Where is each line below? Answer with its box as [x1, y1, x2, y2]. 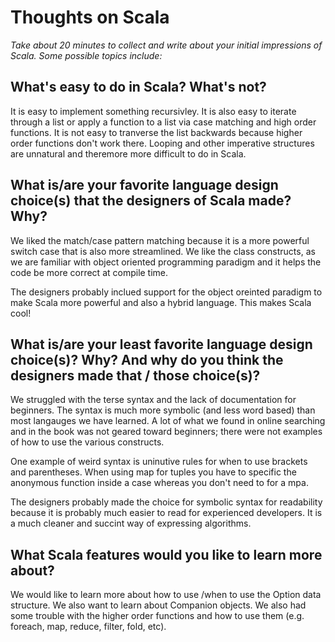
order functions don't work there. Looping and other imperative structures [10, 137, 315, 149]
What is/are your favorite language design [10, 177, 279, 194]
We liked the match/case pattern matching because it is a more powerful [10, 234, 310, 246]
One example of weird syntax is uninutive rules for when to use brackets [10, 456, 308, 468]
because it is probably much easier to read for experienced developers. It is [10, 507, 323, 519]
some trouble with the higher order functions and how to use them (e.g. [10, 610, 305, 622]
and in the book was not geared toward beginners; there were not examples [10, 426, 323, 438]
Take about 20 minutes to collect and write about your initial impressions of [10, 39, 323, 51]
